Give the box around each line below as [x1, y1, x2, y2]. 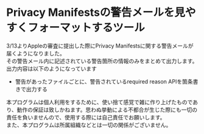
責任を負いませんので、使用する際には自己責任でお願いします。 [6, 113, 166, 121]
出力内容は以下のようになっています [6, 65, 97, 72]
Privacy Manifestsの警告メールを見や [6, 5, 196, 19]
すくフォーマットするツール [6, 21, 145, 35]
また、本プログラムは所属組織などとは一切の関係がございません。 [6, 121, 172, 129]
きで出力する [15, 85, 47, 93]
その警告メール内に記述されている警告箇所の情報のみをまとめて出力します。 [6, 57, 198, 65]
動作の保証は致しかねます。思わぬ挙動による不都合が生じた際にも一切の [16, 106, 198, 113]
